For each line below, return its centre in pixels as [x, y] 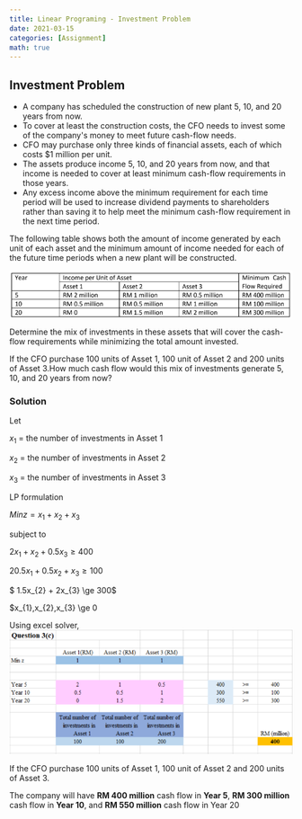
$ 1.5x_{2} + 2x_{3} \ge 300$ [63, 591]
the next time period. [61, 221]
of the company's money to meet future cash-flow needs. [129, 136]
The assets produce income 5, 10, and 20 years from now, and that [146, 164]
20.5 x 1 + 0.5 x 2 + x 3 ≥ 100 [56, 572]
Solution [28, 401]
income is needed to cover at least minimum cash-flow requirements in [154, 174]
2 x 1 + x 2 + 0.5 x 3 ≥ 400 [52, 552]
